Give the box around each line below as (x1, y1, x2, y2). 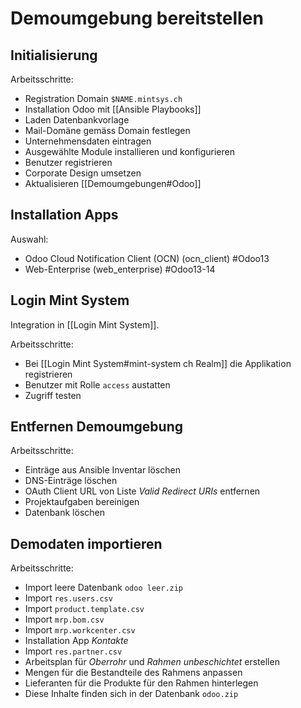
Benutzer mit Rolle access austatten (24, 378, 171, 391)
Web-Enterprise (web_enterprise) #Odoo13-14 (24, 263, 216, 275)
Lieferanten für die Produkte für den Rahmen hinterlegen (24, 677, 259, 689)
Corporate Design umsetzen (24, 167, 142, 179)
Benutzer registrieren (24, 157, 113, 168)
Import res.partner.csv (24, 645, 123, 657)
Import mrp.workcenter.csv (24, 624, 136, 636)
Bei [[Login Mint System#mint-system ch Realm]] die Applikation (24, 357, 292, 369)
